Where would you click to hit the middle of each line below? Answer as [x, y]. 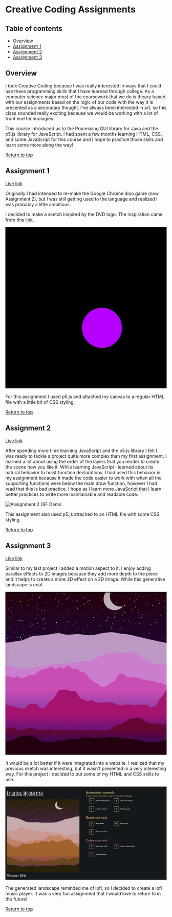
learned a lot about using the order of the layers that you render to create [82, 461]
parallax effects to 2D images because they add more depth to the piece [82, 573]
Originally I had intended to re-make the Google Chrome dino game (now [82, 193]
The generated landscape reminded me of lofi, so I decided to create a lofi [84, 888]
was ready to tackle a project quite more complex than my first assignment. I [86, 456]
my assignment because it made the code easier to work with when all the [84, 478]
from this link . [20, 220]
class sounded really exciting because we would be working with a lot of [82, 113]
